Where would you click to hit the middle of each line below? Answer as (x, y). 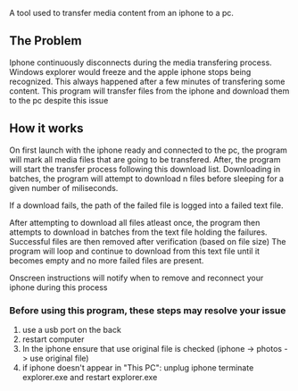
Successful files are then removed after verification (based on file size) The (148, 241)
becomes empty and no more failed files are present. (107, 260)
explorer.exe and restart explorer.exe (90, 377)
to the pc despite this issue (59, 100)
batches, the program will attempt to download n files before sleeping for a (146, 179)
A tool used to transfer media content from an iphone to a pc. (122, 13)
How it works (46, 129)
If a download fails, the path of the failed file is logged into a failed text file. (146, 205)
